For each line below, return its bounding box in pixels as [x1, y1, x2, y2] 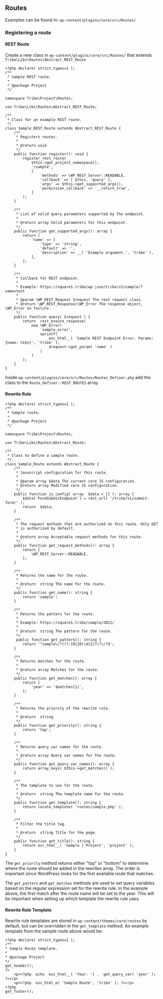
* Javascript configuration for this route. [16, 470, 108, 476]
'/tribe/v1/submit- [109, 496, 150, 501]
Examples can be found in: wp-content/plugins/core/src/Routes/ [5, 17, 136, 23]
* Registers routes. [16, 134, 58, 139]
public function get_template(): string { [14, 800, 102, 805]
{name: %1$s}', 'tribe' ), [5, 340, 60, 345]
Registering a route [5, 29, 51, 36]
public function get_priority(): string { [14, 723, 102, 728]
